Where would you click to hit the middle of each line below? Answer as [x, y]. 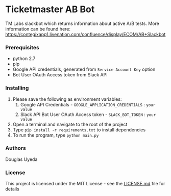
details [12, 189]
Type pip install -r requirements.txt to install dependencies [79, 130]
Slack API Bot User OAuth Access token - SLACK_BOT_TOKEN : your [88, 114]
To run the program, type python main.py [56, 135]
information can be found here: [38, 29]
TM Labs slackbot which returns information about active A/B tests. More [82, 23]
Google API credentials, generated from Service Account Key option [84, 69]
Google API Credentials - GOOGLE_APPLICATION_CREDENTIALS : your [88, 104]
